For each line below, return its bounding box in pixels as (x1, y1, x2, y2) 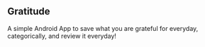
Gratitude (7, 6, 51, 18)
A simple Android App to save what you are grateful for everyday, (7, 24, 199, 32)
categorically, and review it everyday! (7, 32, 117, 40)
